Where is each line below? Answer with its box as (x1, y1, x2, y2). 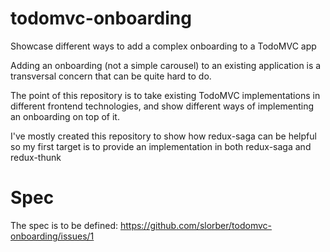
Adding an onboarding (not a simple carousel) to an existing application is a (10, 59, 322, 71)
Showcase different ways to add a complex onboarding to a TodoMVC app (10, 40, 317, 52)
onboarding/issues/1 (10, 230, 95, 242)
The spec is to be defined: (10, 219, 118, 231)
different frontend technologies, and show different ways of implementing (10, 100, 315, 112)
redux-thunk (10, 151, 62, 163)
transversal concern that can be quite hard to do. (10, 70, 212, 82)
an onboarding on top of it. (10, 110, 120, 122)
